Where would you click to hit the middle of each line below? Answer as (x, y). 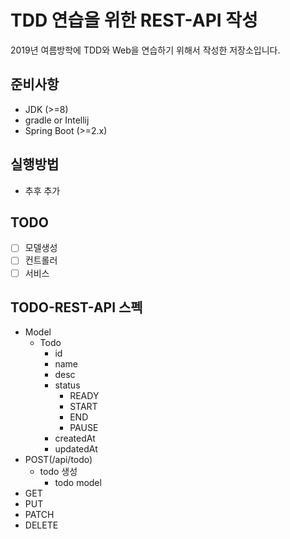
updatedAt (76, 449)
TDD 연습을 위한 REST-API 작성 (134, 20)
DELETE (41, 525)
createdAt (75, 438)
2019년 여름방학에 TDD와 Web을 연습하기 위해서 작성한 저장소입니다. (145, 50)
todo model (78, 483)
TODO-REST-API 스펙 (76, 307)
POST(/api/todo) (58, 460)
